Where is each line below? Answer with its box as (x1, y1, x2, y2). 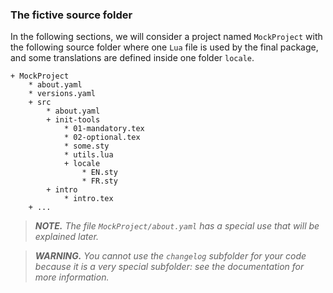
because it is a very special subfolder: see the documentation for (34, 261, 305, 273)
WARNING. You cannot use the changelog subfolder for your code (34, 250, 307, 262)
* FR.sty (81, 176, 118, 187)
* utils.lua (63, 150, 114, 160)
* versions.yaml (28, 89, 97, 99)
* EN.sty (81, 168, 118, 178)
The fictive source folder (10, 8, 133, 22)
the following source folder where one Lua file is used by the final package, (10, 41, 319, 53)
